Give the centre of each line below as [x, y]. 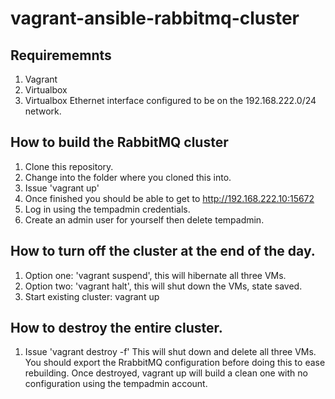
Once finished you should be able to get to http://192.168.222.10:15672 [169, 198]
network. [43, 111]
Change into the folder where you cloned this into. [128, 177]
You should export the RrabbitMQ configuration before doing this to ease [175, 363]
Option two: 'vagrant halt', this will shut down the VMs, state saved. [163, 286]
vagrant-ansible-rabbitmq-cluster [155, 18]
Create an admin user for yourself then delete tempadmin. [144, 219]
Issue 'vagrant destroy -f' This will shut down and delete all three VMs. [170, 352]
